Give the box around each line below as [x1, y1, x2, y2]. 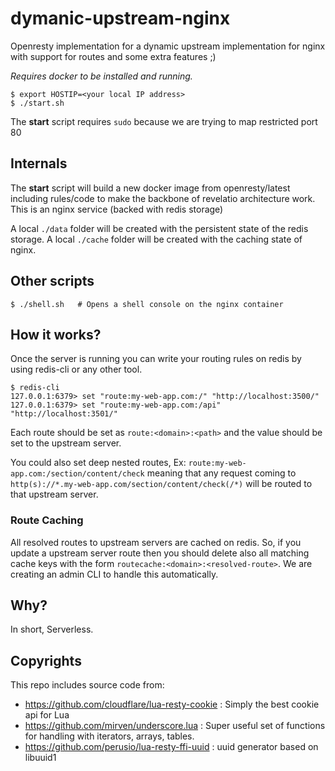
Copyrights [10, 652, 82, 669]
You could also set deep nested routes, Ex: [10, 457, 187, 469]
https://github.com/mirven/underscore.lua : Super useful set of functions [24, 720, 326, 732]
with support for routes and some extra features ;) [10, 50, 217, 62]
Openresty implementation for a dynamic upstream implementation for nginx [10, 40, 326, 52]
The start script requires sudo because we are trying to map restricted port [10, 115, 318, 127]
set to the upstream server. [10, 437, 122, 449]
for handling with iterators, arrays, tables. [24, 730, 195, 742]
